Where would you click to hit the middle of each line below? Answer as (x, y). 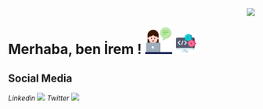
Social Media (40, 78)
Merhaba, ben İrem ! (75, 49)
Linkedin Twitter (39, 98)
